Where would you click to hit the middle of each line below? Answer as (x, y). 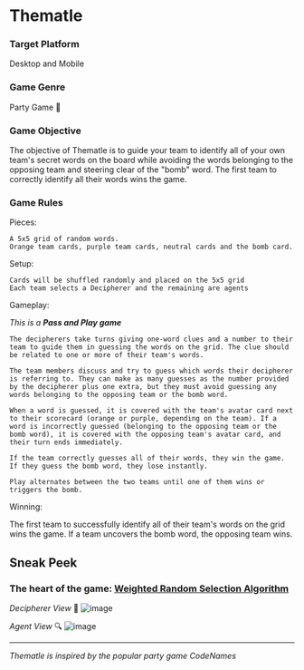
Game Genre (38, 87)
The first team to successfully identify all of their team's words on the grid (147, 524)
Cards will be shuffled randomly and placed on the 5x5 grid (127, 281)
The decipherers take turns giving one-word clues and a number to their (152, 340)
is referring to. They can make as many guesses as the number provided (149, 379)
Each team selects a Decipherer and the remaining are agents (129, 288)
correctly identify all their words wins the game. (98, 180)
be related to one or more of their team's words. (107, 355)
